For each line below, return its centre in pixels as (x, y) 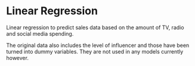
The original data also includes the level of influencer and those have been (98, 45)
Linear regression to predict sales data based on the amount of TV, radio (95, 27)
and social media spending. (40, 33)
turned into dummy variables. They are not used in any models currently (95, 51)
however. (17, 58)
